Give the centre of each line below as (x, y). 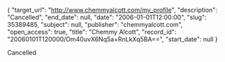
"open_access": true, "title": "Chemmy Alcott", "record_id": (92, 32)
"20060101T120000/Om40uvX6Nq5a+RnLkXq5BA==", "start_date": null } (112, 39)
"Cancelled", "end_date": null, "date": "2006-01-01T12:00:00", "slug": (107, 17)
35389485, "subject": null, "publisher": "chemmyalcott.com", (95, 24)
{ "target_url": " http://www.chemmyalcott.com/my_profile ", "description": (112, 10)
